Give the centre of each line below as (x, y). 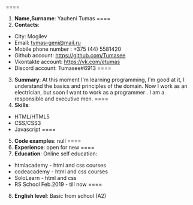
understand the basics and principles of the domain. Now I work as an (101, 86)
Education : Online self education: (56, 154)
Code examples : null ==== (48, 141)
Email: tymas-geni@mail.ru (48, 43)
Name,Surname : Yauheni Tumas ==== (62, 18)
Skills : (22, 105)
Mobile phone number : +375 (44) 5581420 (68, 49)
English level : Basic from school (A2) (60, 196)
